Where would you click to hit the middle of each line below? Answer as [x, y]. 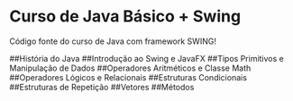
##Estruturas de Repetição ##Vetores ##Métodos [102, 87]
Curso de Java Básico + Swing [125, 17]
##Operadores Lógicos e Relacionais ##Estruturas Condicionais [128, 77]
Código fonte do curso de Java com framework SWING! [113, 41]
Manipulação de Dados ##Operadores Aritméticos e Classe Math [130, 68]
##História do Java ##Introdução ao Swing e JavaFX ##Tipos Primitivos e [146, 58]
